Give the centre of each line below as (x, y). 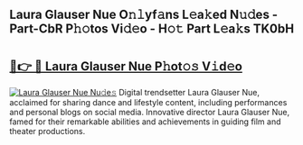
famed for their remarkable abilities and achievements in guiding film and (146, 122)
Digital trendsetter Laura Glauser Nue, (189, 92)
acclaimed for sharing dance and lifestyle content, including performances (148, 102)
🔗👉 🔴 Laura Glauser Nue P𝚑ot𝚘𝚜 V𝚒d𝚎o (126, 66)
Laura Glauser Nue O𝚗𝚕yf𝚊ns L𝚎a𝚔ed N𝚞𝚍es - (144, 15)
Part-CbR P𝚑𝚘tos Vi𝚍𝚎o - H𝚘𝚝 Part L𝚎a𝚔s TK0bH (152, 29)
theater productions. (47, 131)
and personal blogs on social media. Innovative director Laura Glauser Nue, (150, 112)
